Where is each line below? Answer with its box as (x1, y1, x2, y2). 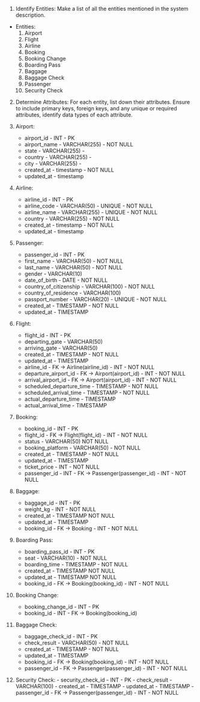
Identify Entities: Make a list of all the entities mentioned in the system (15, 5, 189, 12)
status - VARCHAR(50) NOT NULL (24, 438, 109, 445)
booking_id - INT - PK (24, 425, 79, 432)
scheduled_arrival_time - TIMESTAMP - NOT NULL (24, 389, 150, 396)
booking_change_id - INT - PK (24, 603, 100, 610)
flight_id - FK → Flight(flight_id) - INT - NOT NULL (24, 431, 148, 439)
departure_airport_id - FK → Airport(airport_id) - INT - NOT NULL (24, 370, 186, 377)
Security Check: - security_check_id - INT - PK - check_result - (15, 676, 172, 683)
